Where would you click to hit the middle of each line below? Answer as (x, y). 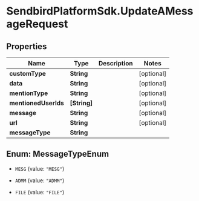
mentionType (29, 93)
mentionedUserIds (37, 103)
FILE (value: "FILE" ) (40, 192)
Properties (27, 46)
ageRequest (37, 24)
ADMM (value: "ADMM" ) (40, 180)
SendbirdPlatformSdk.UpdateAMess (100, 11)
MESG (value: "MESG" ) (40, 168)
